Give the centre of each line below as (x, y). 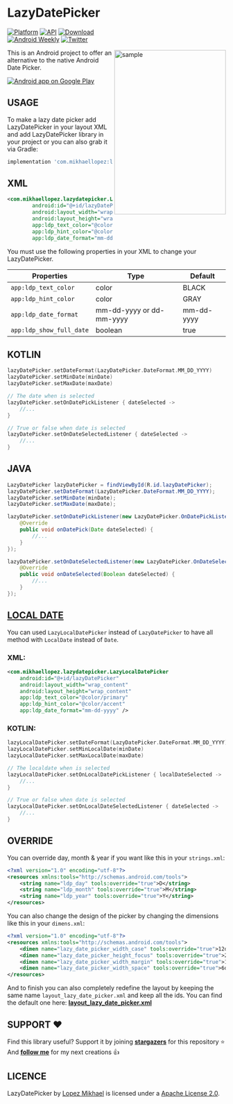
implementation (29, 162)
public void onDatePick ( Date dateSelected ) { (87, 530)
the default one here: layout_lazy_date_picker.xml (80, 1003)
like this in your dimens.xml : (46, 924)
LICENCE (27, 1077)
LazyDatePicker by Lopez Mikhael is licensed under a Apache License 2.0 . (113, 1093)
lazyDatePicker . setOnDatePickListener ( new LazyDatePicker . (94, 517)
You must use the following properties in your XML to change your (102, 251)
